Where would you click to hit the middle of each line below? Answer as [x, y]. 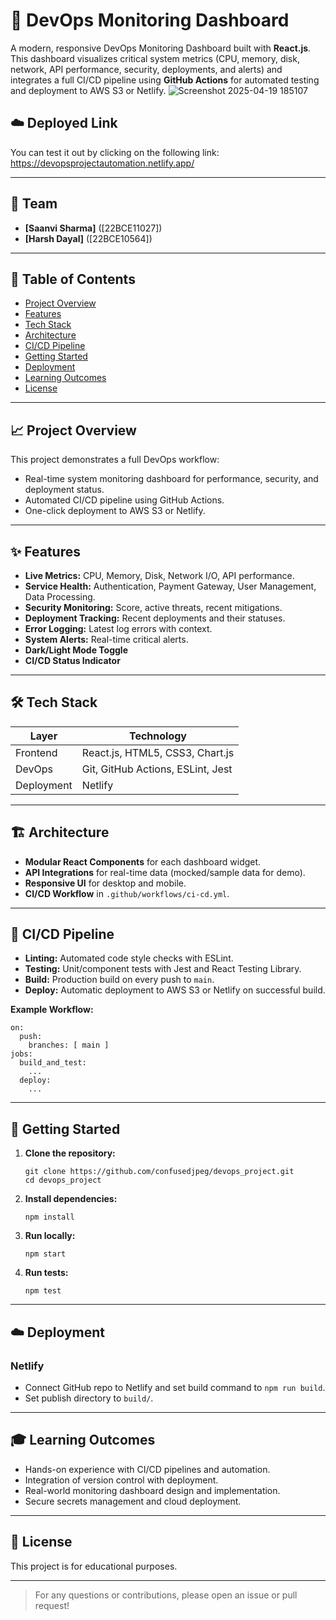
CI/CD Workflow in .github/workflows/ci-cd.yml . [127, 893]
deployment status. [64, 490]
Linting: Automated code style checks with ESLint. [129, 958]
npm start [45, 1254]
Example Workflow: [52, 1010]
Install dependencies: [71, 1199]
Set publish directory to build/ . [89, 1398]
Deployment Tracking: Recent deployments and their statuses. [155, 618]
